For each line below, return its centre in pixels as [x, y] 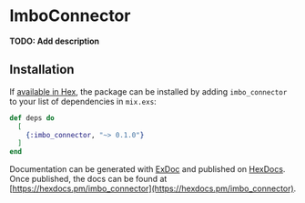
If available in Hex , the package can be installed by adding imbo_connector [148, 91]
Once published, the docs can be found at [88, 179]
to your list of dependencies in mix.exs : [83, 101]
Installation [42, 70]
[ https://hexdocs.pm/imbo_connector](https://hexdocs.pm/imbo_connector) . [153, 188]
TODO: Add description [55, 41]
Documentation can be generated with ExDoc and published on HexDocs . [147, 169]
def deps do [32, 118]
